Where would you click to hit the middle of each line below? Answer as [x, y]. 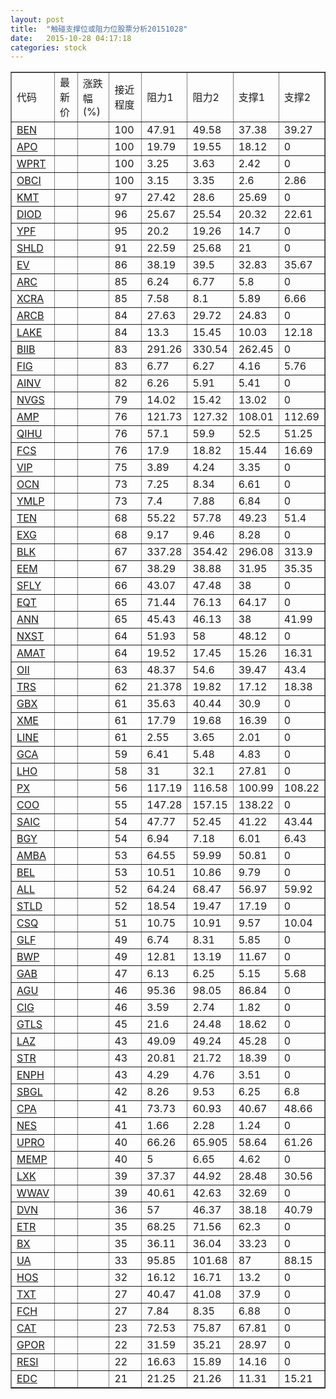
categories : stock [48, 47]
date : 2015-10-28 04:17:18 [71, 38]
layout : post [37, 19]
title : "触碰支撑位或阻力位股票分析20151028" [99, 29]
